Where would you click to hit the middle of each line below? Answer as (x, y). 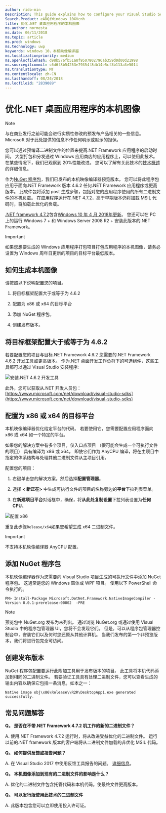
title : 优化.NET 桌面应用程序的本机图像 (42, 23)
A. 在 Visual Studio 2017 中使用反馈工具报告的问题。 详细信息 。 (70, 764)
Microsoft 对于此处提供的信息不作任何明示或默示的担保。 (63, 139)
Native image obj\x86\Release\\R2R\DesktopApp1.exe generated (70, 692)
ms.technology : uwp (25, 46)
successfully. (20, 697)
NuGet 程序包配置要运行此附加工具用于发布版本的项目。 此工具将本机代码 (80, 671)
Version (13, 603)
